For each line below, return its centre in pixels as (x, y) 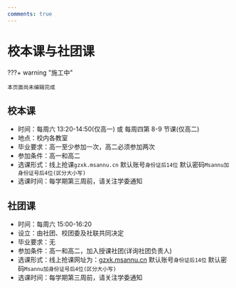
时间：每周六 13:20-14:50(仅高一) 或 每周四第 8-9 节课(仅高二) (108, 129)
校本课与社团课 (51, 51)
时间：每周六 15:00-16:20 (55, 224)
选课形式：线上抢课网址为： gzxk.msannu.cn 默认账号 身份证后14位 (112, 260)
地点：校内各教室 (43, 138)
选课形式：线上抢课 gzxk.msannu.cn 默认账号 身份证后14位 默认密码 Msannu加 (123, 165)
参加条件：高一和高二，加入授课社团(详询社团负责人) (95, 251)
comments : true (30, 14)
